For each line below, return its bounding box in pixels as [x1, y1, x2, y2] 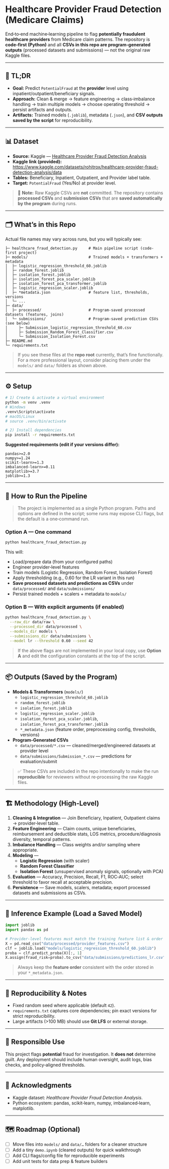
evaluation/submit [20, 758, 57, 764]
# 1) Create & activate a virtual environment [5, 395, 105, 400]
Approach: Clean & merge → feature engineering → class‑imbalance [12, 96, 155, 102]
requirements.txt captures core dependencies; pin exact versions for [12, 1008, 157, 1014]
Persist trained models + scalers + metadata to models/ [12, 591, 127, 597]
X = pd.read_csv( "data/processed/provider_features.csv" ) [5, 941, 129, 946]
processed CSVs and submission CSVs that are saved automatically [17, 195, 162, 201]
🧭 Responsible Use [5, 1037, 65, 1047]
